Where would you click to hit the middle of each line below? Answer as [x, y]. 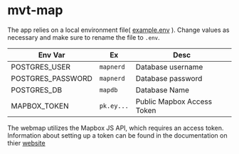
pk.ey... [114, 106]
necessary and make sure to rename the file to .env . [84, 37]
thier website [26, 143]
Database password [169, 78]
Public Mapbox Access [174, 101]
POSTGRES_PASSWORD [52, 78]
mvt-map [35, 10]
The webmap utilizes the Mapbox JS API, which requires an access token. [116, 128]
